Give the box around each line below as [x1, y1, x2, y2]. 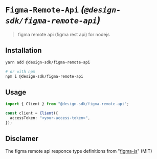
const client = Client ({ [5, 111, 58, 116]
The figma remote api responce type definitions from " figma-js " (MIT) [5, 148, 152, 154]
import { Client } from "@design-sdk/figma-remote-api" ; [5, 101, 129, 107]
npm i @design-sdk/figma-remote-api [5, 74, 83, 79]
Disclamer [5, 134, 39, 143]
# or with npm [5, 69, 36, 74]
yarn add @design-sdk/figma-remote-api [5, 60, 91, 65]
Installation [5, 46, 42, 55]
